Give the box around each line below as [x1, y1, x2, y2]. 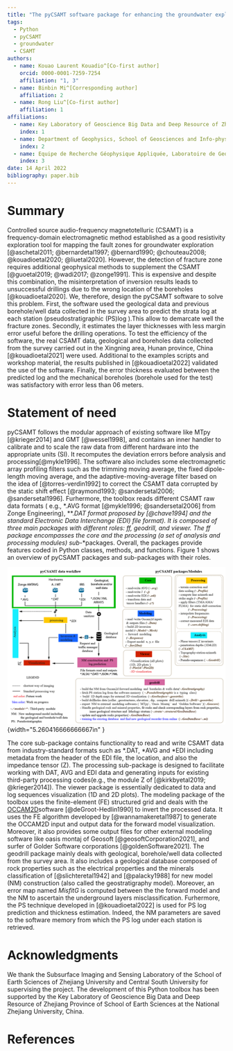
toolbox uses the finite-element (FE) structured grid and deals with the [7, 798, 208, 806]
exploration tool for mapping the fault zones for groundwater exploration [7, 240, 214, 249]
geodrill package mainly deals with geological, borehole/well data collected [7, 849, 223, 857]
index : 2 [19, 143, 45, 150]
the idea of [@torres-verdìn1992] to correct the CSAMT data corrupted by [7, 479, 218, 488]
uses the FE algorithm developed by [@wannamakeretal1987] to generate [7, 812, 217, 821]
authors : [7, 55, 33, 62]
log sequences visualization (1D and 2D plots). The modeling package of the [7, 790, 225, 798]
